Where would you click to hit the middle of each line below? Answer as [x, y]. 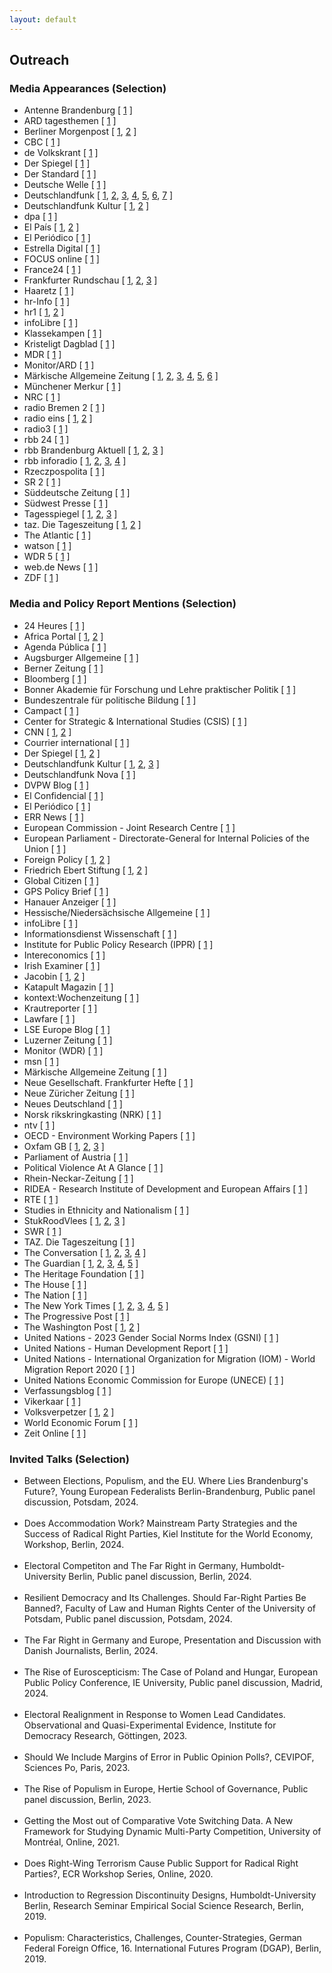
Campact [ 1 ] [51, 710]
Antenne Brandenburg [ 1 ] [78, 110]
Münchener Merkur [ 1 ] [72, 387]
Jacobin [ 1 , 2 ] [54, 976]
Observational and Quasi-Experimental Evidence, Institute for [150, 1725]
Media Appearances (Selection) [88, 88]
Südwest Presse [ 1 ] [66, 503]
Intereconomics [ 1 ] [64, 955]
